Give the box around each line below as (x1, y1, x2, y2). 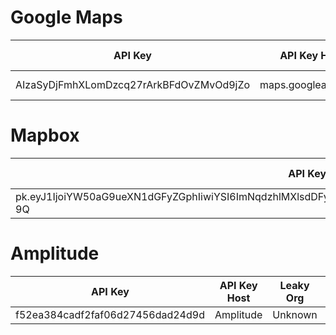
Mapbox (10, 124, 80, 147)
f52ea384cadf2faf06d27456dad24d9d (15, 307, 205, 321)
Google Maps (10, 6, 123, 29)
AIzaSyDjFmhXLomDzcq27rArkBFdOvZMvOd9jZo (15, 77, 251, 91)
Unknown (272, 307, 318, 321)
